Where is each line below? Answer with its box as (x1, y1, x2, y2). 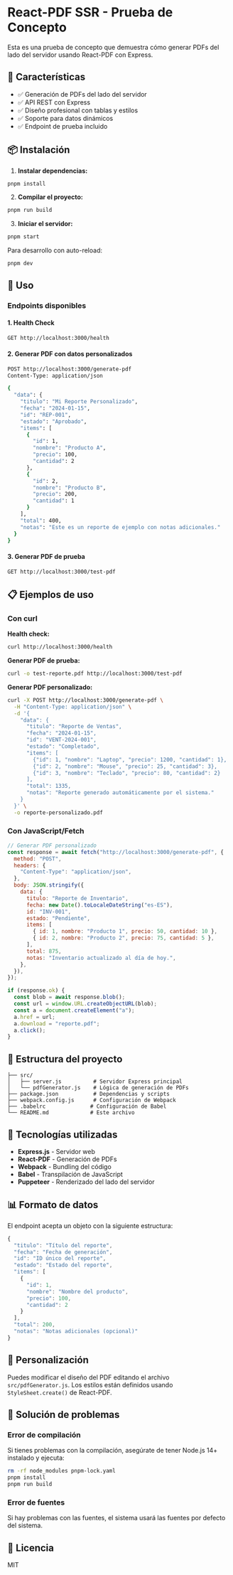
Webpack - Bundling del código (17, 1162, 112, 1170)
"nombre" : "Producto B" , (33, 484, 107, 491)
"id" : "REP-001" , (20, 411, 72, 418)
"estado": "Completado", (26, 743, 100, 750)
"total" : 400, (20, 517, 62, 524)
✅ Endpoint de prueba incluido (17, 122, 108, 130)
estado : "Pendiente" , (26, 914, 91, 922)
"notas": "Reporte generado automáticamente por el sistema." (26, 789, 215, 796)
